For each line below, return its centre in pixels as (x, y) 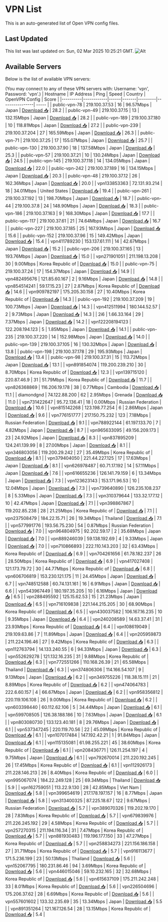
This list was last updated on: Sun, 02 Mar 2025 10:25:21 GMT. (69, 51)
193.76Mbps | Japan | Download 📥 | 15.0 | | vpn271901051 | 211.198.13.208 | (83, 256)
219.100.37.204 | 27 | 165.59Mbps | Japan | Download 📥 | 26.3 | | (72, 133)
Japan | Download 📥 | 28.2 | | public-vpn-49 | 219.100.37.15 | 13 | (72, 110)
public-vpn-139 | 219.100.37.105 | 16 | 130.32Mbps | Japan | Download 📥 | (81, 344)
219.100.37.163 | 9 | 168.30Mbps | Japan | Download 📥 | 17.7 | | (90, 213)
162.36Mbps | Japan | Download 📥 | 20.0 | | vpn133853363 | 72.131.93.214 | (84, 183)
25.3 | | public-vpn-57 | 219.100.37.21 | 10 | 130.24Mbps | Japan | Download (82, 155)
